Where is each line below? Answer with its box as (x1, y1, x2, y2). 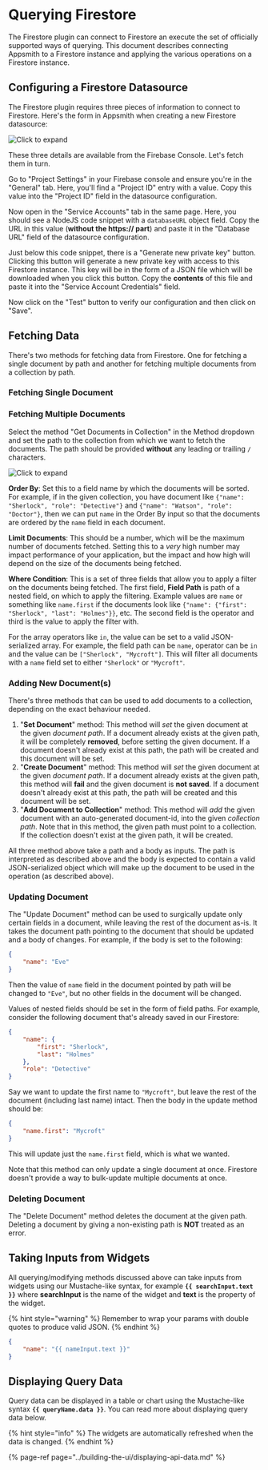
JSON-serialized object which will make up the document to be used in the (8, 863, 255, 873)
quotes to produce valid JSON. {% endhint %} (8, 1322, 160, 1331)
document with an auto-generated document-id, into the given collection (19, 813, 260, 823)
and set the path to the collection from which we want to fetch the (8, 435, 226, 445)
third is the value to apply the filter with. (8, 617, 139, 626)
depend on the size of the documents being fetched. (8, 558, 182, 568)
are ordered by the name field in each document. (8, 517, 166, 527)
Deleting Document (8, 1193, 86, 1204)
